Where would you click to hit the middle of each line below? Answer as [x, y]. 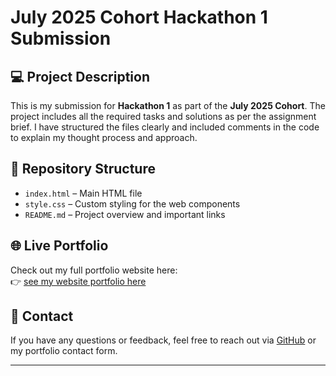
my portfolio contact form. [64, 351]
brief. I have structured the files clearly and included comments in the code [165, 127]
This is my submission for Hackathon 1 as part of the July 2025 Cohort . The [168, 105]
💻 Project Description [80, 76]
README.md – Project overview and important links [125, 214]
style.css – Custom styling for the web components [132, 203]
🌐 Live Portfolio [59, 246]
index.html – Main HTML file [83, 193]
